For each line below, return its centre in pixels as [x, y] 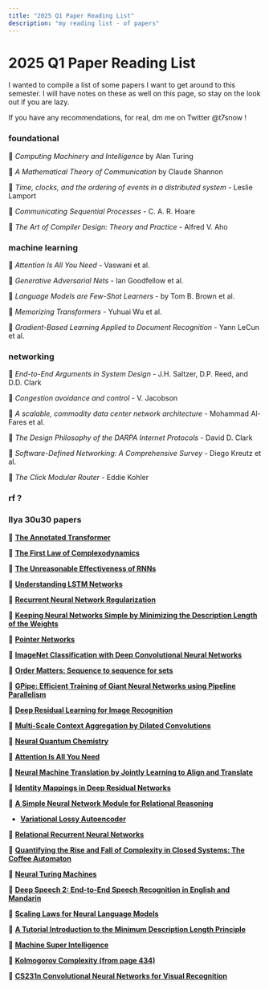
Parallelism [27, 694]
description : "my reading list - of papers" [84, 23]
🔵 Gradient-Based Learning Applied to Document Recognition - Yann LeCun [134, 328]
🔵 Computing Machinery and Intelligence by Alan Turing [101, 156]
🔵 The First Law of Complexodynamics [74, 553]
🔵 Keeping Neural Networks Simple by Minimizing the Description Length [133, 615]
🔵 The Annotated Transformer [59, 537]
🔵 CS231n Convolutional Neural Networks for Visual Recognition [118, 975]
